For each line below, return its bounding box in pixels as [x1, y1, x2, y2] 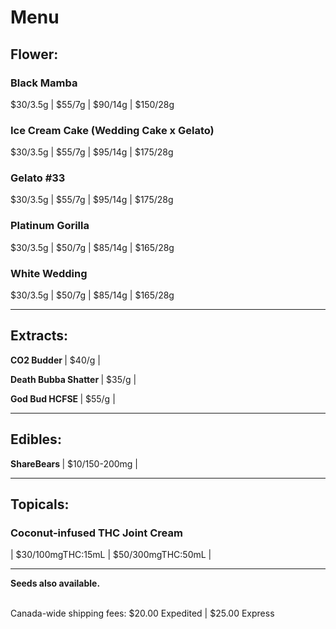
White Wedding [10, 266, 88, 280]
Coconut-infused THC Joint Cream [10, 526, 183, 540]
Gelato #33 [10, 171, 66, 185]
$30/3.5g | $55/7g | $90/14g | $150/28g [10, 98, 175, 110]
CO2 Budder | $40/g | [10, 354, 101, 366]
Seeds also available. [10, 577, 101, 590]
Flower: [10, 46, 59, 63]
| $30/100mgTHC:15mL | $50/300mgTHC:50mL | [10, 549, 212, 561]
